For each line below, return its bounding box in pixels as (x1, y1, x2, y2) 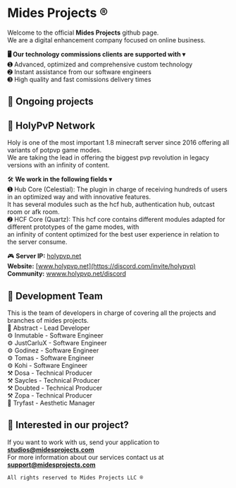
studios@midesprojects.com (7, 445, 94, 453)
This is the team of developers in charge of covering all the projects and (7, 309, 216, 317)
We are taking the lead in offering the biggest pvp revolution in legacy (7, 153, 209, 162)
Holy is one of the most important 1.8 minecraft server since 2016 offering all (7, 138, 230, 147)
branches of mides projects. (7, 316, 89, 324)
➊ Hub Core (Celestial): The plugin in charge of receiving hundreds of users (7, 185, 228, 194)
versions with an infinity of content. (7, 161, 110, 169)
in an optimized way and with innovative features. (7, 193, 151, 201)
